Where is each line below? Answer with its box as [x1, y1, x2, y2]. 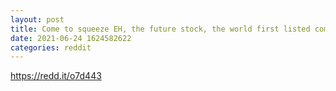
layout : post [10, 14, 65, 25]
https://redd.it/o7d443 [10, 70, 102, 82]
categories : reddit [10, 42, 92, 53]
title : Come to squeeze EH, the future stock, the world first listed [10, 24, 311, 34]
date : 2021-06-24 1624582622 [10, 33, 132, 43]
